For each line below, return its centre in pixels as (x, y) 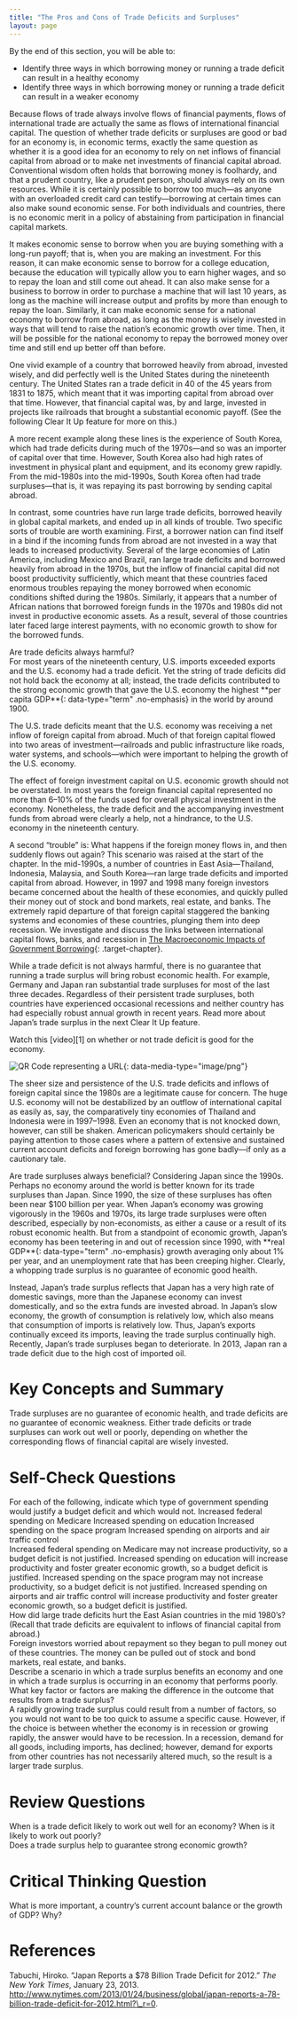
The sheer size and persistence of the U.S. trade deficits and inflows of (139, 1083)
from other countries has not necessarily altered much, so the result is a (141, 1756)
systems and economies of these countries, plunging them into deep (135, 920)
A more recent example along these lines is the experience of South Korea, (146, 438)
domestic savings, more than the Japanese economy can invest (125, 1297)
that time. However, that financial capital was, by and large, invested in (138, 402)
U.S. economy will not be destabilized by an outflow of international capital (145, 1102)
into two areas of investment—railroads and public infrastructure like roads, (147, 744)
